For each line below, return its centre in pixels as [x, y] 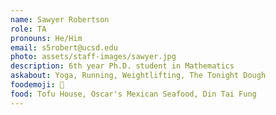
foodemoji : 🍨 [37, 85]
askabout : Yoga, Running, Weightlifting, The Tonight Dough [138, 76]
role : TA [28, 29]
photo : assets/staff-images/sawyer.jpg [93, 57]
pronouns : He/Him [46, 38]
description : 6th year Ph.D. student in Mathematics [122, 66]
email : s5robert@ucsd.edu [64, 47]
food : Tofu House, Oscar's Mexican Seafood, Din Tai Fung [133, 94]
